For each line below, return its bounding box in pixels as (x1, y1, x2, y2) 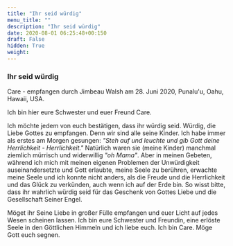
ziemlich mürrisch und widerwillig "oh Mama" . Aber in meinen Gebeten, (7, 151, 212, 159)
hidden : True (7, 42, 45, 49)
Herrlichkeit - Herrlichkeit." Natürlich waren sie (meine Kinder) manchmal (7, 143, 216, 152)
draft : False (7, 36, 45, 43)
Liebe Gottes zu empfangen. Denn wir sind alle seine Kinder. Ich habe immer (7, 129, 226, 137)
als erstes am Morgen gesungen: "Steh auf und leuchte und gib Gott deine (7, 137, 220, 145)
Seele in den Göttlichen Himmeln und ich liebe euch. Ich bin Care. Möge (7, 223, 213, 232)
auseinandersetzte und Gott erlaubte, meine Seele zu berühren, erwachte (7, 166, 217, 174)
